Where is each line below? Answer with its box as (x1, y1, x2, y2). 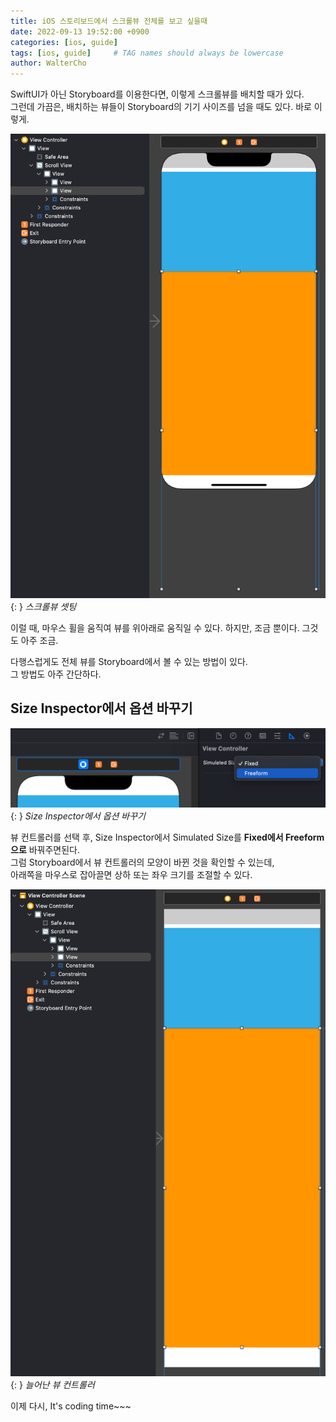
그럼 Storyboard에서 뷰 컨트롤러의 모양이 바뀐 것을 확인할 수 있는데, (10, 856, 275, 868)
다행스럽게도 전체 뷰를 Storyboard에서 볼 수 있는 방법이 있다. (10, 655, 248, 667)
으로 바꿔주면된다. (10, 843, 81, 855)
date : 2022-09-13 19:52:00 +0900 (10, 26, 150, 37)
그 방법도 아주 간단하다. (10, 668, 102, 680)
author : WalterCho (10, 58, 87, 69)
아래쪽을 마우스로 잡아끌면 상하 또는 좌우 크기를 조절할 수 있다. (10, 868, 253, 880)
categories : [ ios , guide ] (10, 37, 118, 47)
